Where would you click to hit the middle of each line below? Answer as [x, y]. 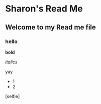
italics [11, 62]
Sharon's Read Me [44, 9]
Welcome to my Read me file [51, 27]
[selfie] [13, 96]
